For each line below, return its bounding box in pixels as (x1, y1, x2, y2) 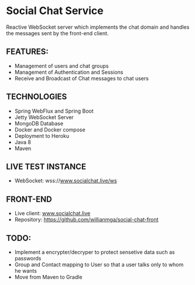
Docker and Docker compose (14, 126, 86, 133)
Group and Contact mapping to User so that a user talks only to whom (14, 261, 184, 268)
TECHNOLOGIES (6, 92, 67, 102)
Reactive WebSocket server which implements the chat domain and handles (6, 23, 190, 30)
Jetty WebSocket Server (14, 113, 74, 121)
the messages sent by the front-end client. (6, 29, 109, 36)
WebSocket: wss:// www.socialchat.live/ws (14, 177, 117, 184)
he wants (14, 267, 37, 274)
